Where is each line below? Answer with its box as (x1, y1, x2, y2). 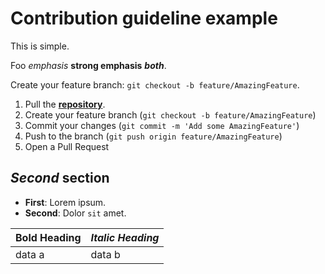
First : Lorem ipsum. (24, 196, 107, 208)
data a (15, 247, 45, 261)
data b (90, 247, 121, 261)
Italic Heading (90, 230, 160, 244)
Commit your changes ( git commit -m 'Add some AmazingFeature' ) (24, 119, 300, 131)
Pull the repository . (24, 98, 106, 110)
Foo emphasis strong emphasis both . (10, 59, 167, 71)
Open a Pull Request (24, 140, 110, 152)
